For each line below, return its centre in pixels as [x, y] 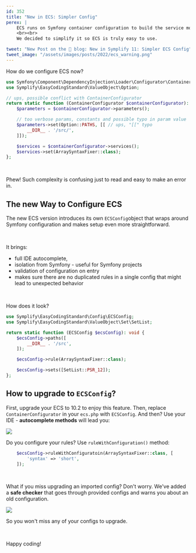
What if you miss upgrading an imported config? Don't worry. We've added [96, 486]
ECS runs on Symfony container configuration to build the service [100, 28]
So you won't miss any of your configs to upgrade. [67, 521]
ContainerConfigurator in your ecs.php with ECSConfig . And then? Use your [96, 414]
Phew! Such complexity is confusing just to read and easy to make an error [96, 179]
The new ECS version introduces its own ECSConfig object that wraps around [97, 218]
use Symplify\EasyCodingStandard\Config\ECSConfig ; [70, 317]
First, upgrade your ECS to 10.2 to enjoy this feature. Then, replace [86, 407]
